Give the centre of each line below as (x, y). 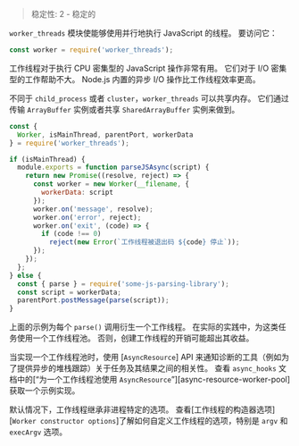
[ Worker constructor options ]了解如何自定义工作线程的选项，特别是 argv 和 (149, 421)
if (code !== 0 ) (71, 234)
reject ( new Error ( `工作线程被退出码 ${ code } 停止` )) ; (144, 242)
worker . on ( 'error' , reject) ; (87, 217)
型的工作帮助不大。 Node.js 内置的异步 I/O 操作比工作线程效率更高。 (135, 79)
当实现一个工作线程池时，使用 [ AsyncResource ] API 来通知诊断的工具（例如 (145, 358)
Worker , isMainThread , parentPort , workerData (105, 135)
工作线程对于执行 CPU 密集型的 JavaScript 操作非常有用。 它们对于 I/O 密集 (148, 68)
